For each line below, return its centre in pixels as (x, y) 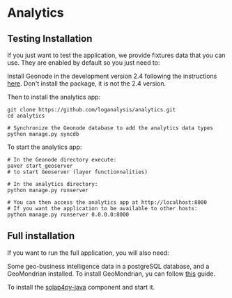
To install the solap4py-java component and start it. (81, 287)
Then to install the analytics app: (54, 97)
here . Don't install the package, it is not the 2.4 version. (86, 84)
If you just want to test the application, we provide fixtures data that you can (116, 55)
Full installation (41, 236)
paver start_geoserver (40, 166)
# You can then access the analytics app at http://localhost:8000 (107, 203)
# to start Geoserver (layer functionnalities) (78, 172)
